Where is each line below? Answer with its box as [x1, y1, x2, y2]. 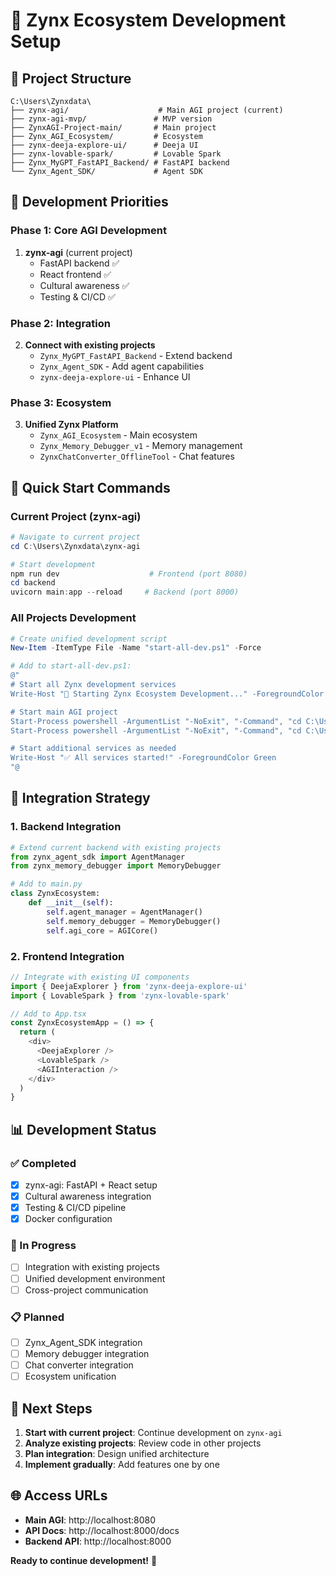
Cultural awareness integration [24, 1190, 152, 1202]
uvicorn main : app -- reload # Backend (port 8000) [10, 587, 240, 598]
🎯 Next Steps [10, 1400, 93, 1417]
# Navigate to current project [10, 532, 141, 542]
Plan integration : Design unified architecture [24, 1448, 210, 1460]
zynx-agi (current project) [24, 246, 133, 258]
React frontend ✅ [39, 268, 112, 280]
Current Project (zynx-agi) [10, 509, 142, 523]
